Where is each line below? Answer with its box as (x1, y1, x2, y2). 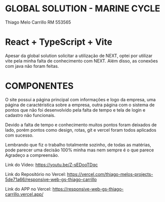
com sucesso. (5, 132, 33, 138)
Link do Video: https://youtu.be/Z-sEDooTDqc (5, 162, 98, 168)
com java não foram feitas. (5, 63, 59, 69)
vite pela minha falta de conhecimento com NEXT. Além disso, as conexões (5, 58, 158, 64)
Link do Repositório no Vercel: (5, 171, 66, 177)
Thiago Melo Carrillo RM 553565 (5, 19, 71, 25)
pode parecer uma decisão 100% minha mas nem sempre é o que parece (5, 147, 154, 153)
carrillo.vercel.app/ (5, 191, 43, 197)
